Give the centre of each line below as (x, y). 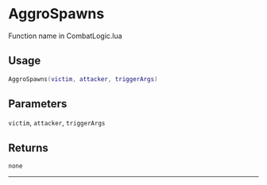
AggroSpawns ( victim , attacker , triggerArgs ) (83, 79)
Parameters (38, 104)
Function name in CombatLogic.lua (65, 36)
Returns (29, 148)
